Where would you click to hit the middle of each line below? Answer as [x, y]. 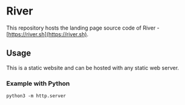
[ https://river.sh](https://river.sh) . [47, 34]
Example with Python [38, 83]
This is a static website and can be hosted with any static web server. [93, 68]
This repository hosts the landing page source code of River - [83, 28]
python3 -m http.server [36, 96]
